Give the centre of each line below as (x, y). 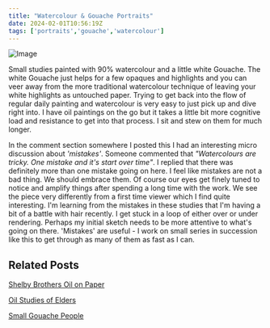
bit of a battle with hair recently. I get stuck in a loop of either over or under (133, 214)
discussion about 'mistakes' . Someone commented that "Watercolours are (133, 153)
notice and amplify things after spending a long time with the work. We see (133, 188)
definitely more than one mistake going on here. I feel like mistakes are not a (135, 171)
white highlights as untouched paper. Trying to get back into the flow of (127, 95)
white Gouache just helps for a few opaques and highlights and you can (128, 78)
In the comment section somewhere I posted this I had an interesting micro (133, 145)
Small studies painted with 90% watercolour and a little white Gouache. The (135, 69)
